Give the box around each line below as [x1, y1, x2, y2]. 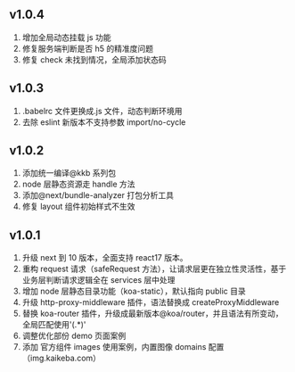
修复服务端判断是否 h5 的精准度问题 [21, 43, 154, 54]
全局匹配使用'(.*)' [21, 319, 86, 330]
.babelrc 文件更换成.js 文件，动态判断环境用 [21, 105, 183, 116]
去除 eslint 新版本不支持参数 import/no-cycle [21, 116, 186, 128]
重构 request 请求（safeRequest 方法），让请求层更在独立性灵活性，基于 [21, 263, 287, 275]
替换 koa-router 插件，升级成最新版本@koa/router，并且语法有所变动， [21, 308, 283, 319]
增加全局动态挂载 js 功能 [21, 31, 111, 43]
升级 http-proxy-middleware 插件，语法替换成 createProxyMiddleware [21, 297, 280, 308]
